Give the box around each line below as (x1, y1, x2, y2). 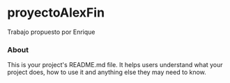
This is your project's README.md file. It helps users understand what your (7, 61, 223, 69)
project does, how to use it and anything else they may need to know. (7, 68, 207, 77)
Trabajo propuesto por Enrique (7, 28, 95, 36)
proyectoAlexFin (7, 5, 105, 21)
